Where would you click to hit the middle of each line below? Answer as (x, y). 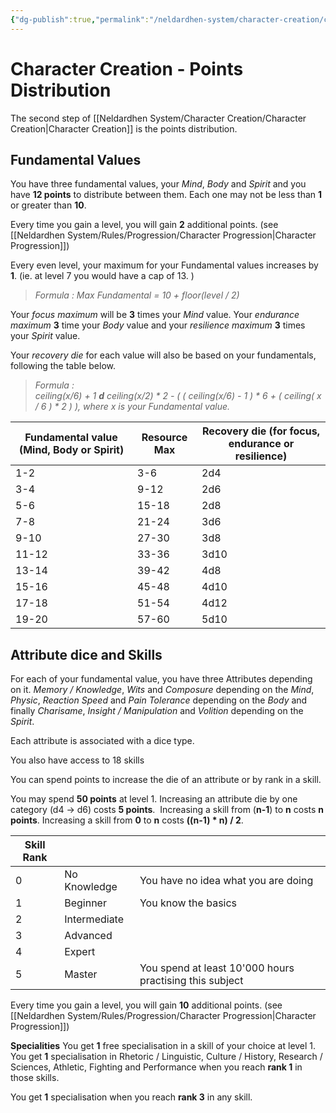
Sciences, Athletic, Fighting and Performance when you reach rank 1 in (156, 1067)
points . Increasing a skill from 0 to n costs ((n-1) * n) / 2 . (127, 820)
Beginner (85, 903)
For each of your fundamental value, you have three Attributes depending (161, 679)
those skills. (35, 1078)
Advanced (88, 936)
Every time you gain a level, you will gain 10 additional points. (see (146, 1005)
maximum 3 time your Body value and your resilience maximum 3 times (158, 325)
